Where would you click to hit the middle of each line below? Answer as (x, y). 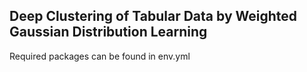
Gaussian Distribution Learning (108, 32)
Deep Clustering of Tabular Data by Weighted (153, 16)
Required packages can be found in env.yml (100, 56)
